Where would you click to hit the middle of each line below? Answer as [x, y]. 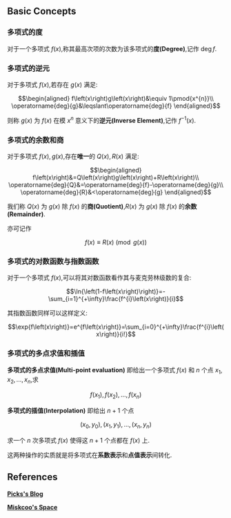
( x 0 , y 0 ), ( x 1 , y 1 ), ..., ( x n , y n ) [116, 425]
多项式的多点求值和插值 [46, 354]
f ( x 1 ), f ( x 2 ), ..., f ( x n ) [116, 395]
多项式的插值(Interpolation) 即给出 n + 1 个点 [71, 410]
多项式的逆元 [29, 68]
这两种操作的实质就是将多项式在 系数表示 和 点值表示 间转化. [90, 454]
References [32, 477]
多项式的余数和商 [36, 140]
